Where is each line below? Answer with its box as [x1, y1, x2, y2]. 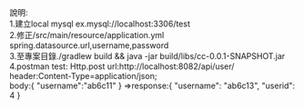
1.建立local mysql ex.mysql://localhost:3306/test [9, 18, 191, 29]
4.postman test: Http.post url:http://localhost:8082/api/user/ [9, 61, 235, 72]
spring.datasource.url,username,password [9, 40, 169, 51]
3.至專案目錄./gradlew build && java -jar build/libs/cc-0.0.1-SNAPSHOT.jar [9, 51, 286, 61]
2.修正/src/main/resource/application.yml [9, 30, 165, 40]
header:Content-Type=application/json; [9, 71, 157, 81]
